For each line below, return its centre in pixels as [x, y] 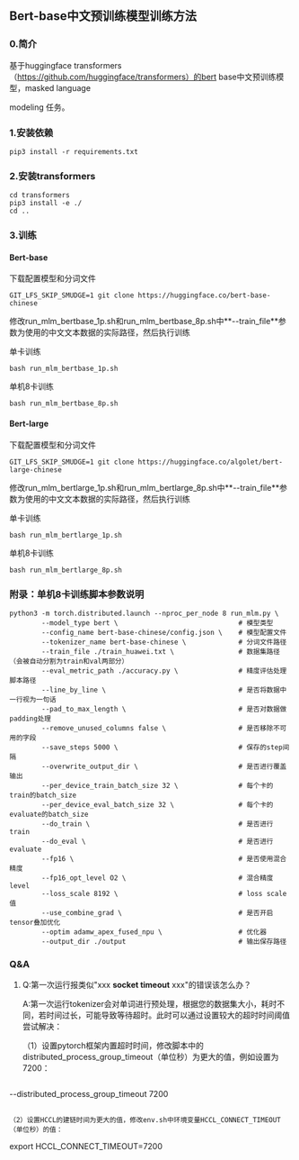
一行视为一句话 [33, 699]
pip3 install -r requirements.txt [74, 151]
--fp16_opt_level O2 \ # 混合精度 [158, 878]
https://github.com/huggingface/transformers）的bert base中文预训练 [147, 77]
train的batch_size [43, 795]
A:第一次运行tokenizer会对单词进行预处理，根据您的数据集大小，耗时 [149, 1004]
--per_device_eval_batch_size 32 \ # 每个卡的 [158, 804]
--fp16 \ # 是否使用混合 [164, 858]
